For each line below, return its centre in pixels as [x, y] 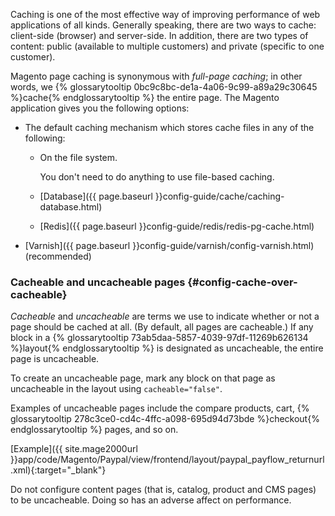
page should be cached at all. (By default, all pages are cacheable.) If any [162, 327]
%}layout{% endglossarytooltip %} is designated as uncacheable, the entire [167, 348]
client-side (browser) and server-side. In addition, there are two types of [159, 35]
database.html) [71, 207]
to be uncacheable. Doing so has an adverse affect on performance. [151, 500]
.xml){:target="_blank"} [58, 470]
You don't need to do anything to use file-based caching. [157, 177]
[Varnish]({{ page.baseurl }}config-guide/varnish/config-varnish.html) [169, 245]
